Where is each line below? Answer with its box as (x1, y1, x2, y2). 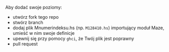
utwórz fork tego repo (12, 14, 59, 20)
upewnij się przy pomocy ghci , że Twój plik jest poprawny (12, 35, 134, 41)
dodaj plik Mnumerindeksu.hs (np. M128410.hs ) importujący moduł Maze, (12, 25, 164, 31)
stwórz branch (12, 20, 43, 25)
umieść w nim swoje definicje (12, 30, 75, 36)
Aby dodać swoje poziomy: (5, 5, 62, 10)
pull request (12, 41, 38, 47)
